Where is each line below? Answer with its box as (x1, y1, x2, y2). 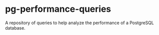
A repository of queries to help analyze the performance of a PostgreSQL (5, 20, 154, 26)
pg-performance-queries (5, 3, 111, 15)
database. (5, 25, 26, 31)
